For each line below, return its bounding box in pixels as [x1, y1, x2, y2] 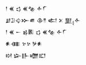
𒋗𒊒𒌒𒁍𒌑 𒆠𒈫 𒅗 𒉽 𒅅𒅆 [5, 17, 81, 23]
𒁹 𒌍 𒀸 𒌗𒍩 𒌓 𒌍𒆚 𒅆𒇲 [5, 29, 67, 35]
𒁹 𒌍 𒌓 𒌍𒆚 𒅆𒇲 [5, 5, 48, 12]
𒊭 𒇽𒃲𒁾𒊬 [5, 52, 46, 59]
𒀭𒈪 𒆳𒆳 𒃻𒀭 [5, 40, 43, 47]
